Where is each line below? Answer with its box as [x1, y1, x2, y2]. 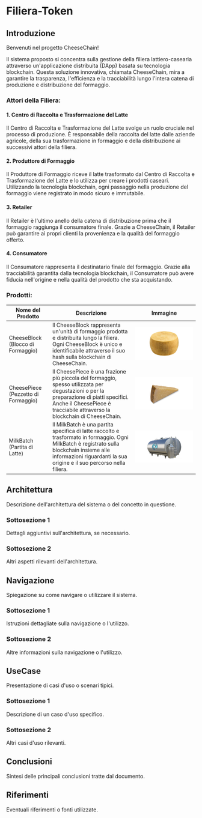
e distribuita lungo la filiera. [52, 334, 119, 341]
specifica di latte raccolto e [52, 428, 120, 435]
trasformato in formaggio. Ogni [52, 434, 129, 441]
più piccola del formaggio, [52, 374, 117, 382]
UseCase [6, 665, 41, 676]
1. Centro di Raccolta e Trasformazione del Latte [6, 111, 128, 118]
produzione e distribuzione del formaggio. [6, 81, 111, 88]
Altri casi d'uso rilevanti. [6, 739, 66, 746]
